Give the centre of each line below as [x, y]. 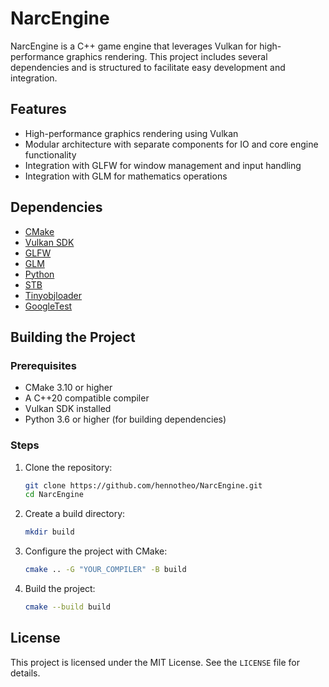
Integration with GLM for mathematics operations [126, 176]
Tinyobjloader [53, 295]
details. [25, 673]
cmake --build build [67, 607]
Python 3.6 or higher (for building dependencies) [125, 419]
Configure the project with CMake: [96, 551]
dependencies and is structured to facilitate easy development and [148, 67]
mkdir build [49, 532]
